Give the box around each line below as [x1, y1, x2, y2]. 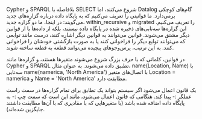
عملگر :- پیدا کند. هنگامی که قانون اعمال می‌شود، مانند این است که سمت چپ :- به [6, 93, 192, 100]
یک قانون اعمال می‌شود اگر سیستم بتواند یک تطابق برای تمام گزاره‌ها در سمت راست [6, 87, 197, 93]
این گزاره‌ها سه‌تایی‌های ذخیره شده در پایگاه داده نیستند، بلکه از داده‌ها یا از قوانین [6, 25, 187, 32]
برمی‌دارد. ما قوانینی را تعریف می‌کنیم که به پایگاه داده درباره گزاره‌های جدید [6, 12, 175, 19]
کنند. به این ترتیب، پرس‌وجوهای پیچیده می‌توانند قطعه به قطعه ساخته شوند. [6, 44, 174, 51]
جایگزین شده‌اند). [6, 106, 45, 112]
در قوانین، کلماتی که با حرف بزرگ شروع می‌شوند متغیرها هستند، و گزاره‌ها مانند [6, 56, 185, 63]
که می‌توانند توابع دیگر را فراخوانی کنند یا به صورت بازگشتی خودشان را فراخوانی [6, 38, 186, 44]
